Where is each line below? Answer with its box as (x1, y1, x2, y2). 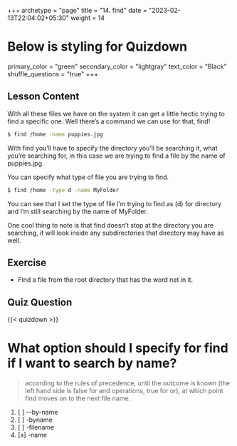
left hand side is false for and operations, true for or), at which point (24, 387, 223, 395)
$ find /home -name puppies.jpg (7, 131, 103, 138)
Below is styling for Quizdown (7, 39, 187, 55)
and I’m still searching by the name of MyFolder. (7, 207, 148, 216)
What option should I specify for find (7, 340, 229, 356)
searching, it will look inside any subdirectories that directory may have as (7, 228, 224, 237)
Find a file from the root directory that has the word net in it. (17, 275, 194, 284)
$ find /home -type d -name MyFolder (7, 186, 120, 193)
